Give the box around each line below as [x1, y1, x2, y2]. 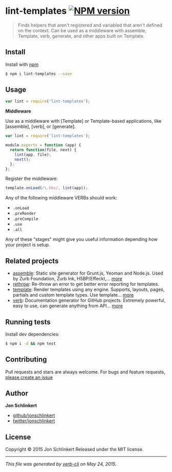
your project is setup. [5, 242, 50, 248]
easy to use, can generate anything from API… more [12, 303, 123, 309]
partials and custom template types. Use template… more [12, 292, 134, 298]
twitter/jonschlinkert [12, 418, 55, 424]
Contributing [5, 355, 47, 364]
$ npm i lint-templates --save [5, 71, 72, 76]
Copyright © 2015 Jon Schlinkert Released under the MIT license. [5, 446, 144, 453]
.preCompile [12, 216, 38, 222]
